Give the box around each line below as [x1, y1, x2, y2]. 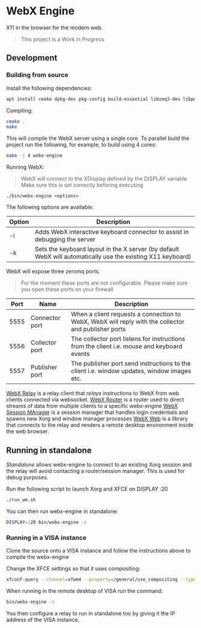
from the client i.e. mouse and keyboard [71, 342, 182, 350]
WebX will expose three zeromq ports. [6, 268, 100, 275]
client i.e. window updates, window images [71, 367, 191, 375]
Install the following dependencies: [6, 84, 93, 92]
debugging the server [35, 235, 96, 243]
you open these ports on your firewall [20, 286, 114, 293]
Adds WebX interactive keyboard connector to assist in [35, 228, 189, 236]
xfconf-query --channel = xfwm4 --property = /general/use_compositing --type [6, 576, 197, 583]
